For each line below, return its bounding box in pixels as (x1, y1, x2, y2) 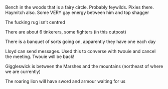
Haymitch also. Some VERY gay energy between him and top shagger (5, 9, 149, 15)
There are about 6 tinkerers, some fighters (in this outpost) (5, 29, 126, 34)
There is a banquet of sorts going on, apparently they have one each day (5, 38, 156, 44)
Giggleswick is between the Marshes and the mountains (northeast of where (5, 63, 163, 69)
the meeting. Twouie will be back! (5, 53, 75, 59)
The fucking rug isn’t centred (5, 19, 65, 25)
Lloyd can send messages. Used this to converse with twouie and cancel (5, 48, 156, 54)
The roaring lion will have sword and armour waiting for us (5, 78, 126, 84)
